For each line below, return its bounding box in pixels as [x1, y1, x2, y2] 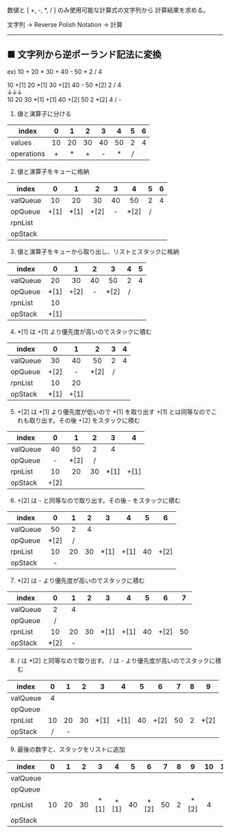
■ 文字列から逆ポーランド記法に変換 [7, 49, 162, 60]
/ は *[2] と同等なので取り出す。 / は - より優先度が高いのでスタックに [16, 657, 216, 665]
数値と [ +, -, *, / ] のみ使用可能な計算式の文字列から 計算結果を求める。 [7, 6, 209, 14]
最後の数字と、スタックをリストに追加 [16, 745, 125, 753]
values [10, 138, 32, 147]
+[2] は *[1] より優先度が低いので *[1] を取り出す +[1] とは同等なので [16, 407, 212, 416]
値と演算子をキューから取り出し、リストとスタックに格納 [16, 247, 179, 256]
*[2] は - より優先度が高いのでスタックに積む [16, 576, 145, 585]
